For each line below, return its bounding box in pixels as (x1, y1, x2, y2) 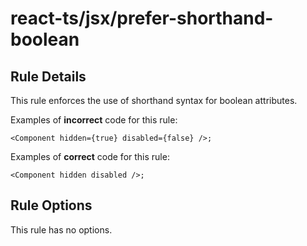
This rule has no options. (10, 223, 113, 236)
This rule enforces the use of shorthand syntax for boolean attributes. (10, 95, 298, 106)
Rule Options (10, 197, 93, 214)
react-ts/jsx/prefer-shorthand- (10, 7, 274, 30)
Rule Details (10, 68, 87, 85)
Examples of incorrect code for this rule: (10, 114, 178, 126)
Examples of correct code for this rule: (10, 151, 170, 162)
